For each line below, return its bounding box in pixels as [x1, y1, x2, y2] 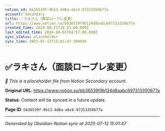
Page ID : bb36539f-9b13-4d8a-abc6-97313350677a [5, 106, 103, 112]
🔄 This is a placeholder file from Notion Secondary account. [5, 78, 127, 84]
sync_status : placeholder [5, 35, 58, 40]
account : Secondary [5, 12, 45, 17]
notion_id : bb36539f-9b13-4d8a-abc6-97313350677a [5, 7, 109, 12]
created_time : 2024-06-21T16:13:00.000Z [5, 25, 89, 30]
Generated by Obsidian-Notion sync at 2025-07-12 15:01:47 [5, 120, 127, 126]
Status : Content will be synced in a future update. [5, 97, 106, 103]
